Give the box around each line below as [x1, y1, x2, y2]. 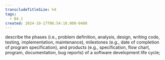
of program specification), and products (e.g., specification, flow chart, [5, 44, 150, 50]
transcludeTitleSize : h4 [5, 7, 56, 12]
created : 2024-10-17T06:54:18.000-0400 [5, 20, 88, 26]
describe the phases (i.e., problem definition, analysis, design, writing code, [5, 34, 160, 40]
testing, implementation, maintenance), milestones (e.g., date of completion [5, 40, 160, 45]
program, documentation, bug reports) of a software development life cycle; [5, 50, 161, 56]
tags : [5, 12, 16, 17]
